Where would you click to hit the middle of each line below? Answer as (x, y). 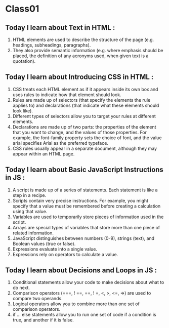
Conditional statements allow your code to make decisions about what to (88, 282)
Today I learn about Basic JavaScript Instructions (84, 170)
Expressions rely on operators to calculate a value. (65, 254)
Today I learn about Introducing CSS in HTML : (79, 77)
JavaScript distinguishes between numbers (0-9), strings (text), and (83, 238)
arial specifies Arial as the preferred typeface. (60, 143)
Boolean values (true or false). (44, 243)
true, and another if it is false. (43, 320)
